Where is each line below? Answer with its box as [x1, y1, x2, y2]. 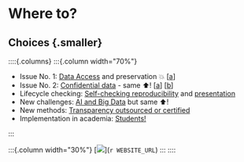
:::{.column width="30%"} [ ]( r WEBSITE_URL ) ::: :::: [8, 146, 176, 154]
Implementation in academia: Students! [19, 114, 147, 123]
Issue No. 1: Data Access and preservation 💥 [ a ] [19, 72, 176, 81]
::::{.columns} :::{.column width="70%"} [8, 56, 138, 66]
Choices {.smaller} [8, 36, 103, 49]
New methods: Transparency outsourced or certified [19, 106, 190, 114]
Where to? [8, 5, 78, 23]
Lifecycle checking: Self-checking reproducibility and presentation [19, 89, 236, 98]
